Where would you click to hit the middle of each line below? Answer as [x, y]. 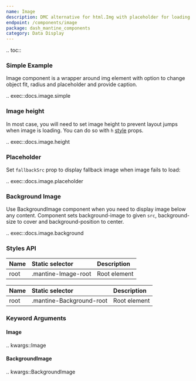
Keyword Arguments [36, 318]
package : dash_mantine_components [48, 28]
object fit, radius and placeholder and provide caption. [72, 85]
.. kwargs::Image [26, 345]
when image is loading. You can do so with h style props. [75, 130]
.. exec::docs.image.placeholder [45, 181]
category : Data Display [35, 34]
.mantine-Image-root [61, 273]
